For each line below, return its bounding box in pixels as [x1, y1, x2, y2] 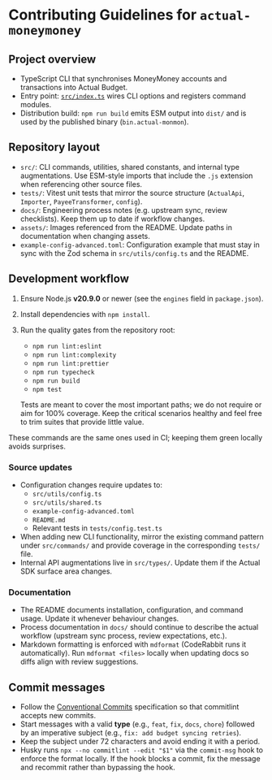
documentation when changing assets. [19, 231, 150, 240]
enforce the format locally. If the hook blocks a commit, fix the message [19, 754, 261, 764]
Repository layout [8, 141, 100, 154]
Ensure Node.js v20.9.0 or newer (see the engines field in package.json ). [19, 293, 264, 303]
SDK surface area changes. [19, 566, 112, 576]
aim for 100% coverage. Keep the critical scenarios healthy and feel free [19, 408, 262, 418]
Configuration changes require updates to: [19, 479, 162, 489]
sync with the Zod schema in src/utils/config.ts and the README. [19, 248, 249, 258]
